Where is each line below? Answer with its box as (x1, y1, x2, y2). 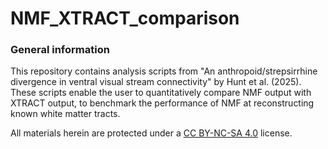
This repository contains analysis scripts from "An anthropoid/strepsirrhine (10, 65, 318, 77)
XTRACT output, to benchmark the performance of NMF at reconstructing (10, 97, 315, 109)
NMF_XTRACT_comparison (10, 7, 240, 30)
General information (10, 43, 110, 57)
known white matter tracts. (10, 108, 121, 120)
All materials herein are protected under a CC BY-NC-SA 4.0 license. (10, 127, 293, 139)
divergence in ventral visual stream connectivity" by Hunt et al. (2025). (10, 76, 302, 88)
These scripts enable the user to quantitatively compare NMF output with (10, 87, 312, 99)
